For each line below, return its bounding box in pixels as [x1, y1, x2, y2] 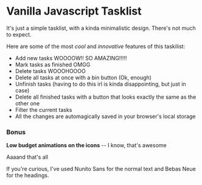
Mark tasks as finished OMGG [15, 61, 91, 68]
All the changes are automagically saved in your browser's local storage [15, 113, 196, 120]
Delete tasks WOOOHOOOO [15, 67, 86, 74]
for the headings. [6, 172, 50, 179]
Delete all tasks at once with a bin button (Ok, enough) [15, 74, 152, 81]
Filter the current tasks [15, 106, 72, 113]
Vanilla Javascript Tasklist [6, 4, 142, 18]
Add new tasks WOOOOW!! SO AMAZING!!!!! [15, 54, 127, 61]
